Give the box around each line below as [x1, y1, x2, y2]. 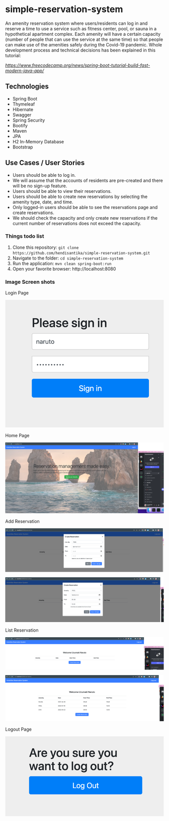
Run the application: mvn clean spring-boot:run [12, 260, 112, 266]
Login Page [5, 290, 29, 296]
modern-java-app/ [5, 67, 44, 74]
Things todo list [5, 233, 44, 240]
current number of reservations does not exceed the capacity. [12, 220, 142, 226]
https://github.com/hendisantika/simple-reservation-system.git [12, 250, 150, 255]
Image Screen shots [5, 278, 55, 285]
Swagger [12, 112, 32, 118]
